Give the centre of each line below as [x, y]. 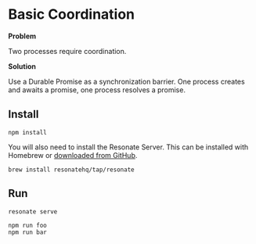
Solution [22, 66]
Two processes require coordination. [67, 51]
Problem [22, 36]
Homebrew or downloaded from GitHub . [73, 155]
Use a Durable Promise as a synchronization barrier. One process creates [126, 81]
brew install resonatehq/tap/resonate [71, 170]
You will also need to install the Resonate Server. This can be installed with [128, 147]
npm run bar [27, 232]
